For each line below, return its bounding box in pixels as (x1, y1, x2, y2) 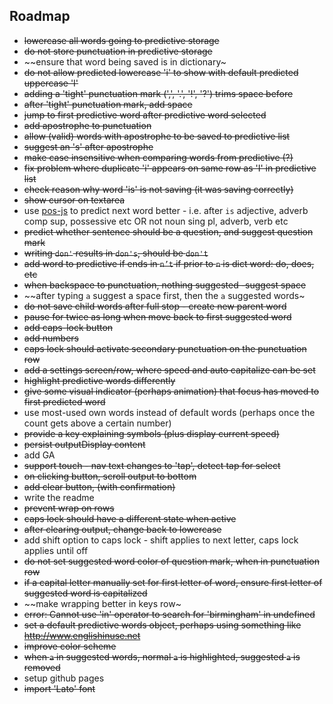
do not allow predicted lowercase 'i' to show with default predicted (23, 66, 299, 78)
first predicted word (23, 395, 106, 408)
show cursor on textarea (23, 194, 126, 206)
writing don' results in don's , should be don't (23, 247, 209, 259)
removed (23, 661, 61, 673)
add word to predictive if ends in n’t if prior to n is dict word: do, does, (23, 257, 315, 269)
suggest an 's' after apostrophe (23, 140, 154, 153)
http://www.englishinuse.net (23, 629, 141, 641)
